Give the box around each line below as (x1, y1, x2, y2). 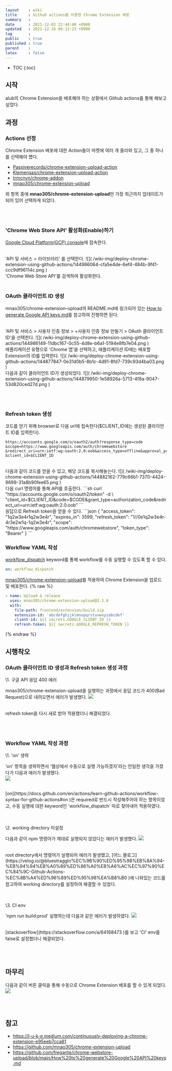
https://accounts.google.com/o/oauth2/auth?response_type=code (5, 439, 143, 444)
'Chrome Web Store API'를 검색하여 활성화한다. (5, 273, 102, 279)
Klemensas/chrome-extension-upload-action (12, 170, 109, 175)
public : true (5, 36, 42, 42)
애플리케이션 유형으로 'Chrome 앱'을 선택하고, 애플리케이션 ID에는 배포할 (5, 346, 151, 352)
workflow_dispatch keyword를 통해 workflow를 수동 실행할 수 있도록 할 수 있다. (5, 557, 167, 563)
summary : (5, 17, 31, 22)
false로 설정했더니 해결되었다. (5, 936, 65, 942)
